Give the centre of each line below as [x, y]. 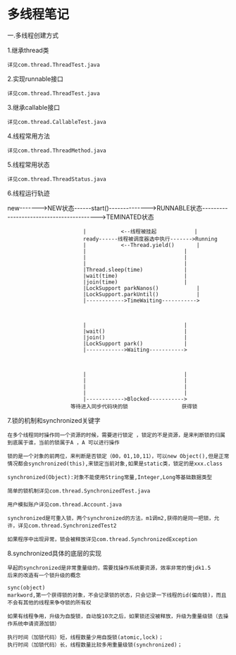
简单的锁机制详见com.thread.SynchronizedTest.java [79, 491]
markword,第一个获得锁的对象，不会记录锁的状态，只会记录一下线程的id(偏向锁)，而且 [117, 595]
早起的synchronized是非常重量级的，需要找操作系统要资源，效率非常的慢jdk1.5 [109, 568]
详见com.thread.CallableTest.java [57, 122]
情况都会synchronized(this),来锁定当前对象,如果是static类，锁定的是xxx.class [115, 464]
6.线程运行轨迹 [29, 193]
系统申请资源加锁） [36, 623]
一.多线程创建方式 [33, 35]
